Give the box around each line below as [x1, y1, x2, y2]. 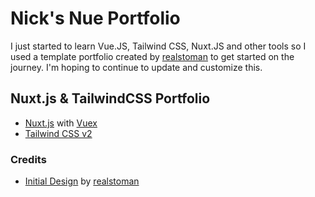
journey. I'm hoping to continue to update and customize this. [10, 61, 263, 73]
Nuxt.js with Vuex [24, 117, 98, 129]
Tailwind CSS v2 [24, 127, 93, 139]
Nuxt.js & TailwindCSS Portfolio [10, 90, 211, 107]
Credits [10, 152, 47, 166]
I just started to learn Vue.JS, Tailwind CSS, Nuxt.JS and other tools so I [10, 40, 307, 52]
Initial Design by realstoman [24, 175, 140, 187]
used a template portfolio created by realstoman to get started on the [10, 50, 295, 62]
